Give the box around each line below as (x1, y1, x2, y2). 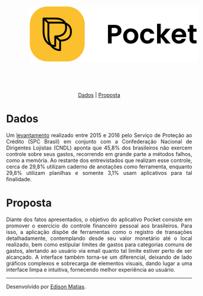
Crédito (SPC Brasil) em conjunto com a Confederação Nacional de (6, 138, 192, 145)
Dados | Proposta (77, 92, 121, 98)
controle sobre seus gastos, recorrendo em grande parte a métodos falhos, (6, 150, 192, 157)
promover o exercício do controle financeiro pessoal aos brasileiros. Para (6, 222, 192, 229)
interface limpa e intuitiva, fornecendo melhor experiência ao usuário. (6, 266, 175, 273)
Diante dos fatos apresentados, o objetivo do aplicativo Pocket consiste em (6, 216, 192, 223)
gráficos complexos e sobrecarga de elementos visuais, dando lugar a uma (6, 259, 192, 266)
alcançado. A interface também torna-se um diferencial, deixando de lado (6, 253, 192, 261)
